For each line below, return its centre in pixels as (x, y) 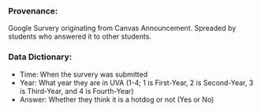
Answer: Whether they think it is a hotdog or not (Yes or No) (117, 99)
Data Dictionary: (40, 57)
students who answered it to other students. (80, 36)
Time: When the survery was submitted (84, 74)
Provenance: (33, 11)
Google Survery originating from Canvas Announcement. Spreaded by (122, 28)
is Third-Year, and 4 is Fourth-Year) (76, 91)
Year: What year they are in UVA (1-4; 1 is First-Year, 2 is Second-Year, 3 (136, 82)
